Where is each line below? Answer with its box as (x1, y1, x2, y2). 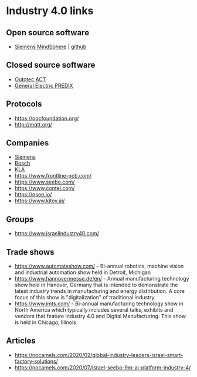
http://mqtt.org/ (14, 121, 53, 128)
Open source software (6, 28, 90, 38)
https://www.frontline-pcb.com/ (14, 172, 92, 179)
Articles (6, 336, 36, 346)
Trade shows (6, 247, 55, 257)
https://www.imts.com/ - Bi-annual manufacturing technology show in (14, 300, 184, 307)
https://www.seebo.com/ (14, 178, 75, 186)
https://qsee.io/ (14, 191, 52, 198)
